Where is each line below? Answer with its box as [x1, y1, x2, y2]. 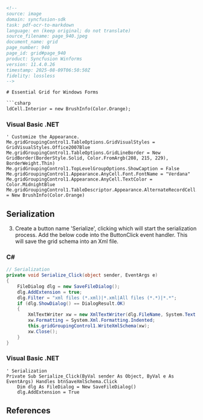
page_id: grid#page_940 [6, 50, 66, 56]
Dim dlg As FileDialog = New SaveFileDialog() [17, 384, 137, 390]
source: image [6, 10, 42, 17]
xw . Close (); [28, 328, 59, 335]
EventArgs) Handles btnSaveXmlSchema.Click [6, 378, 118, 384]
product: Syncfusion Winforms [6, 56, 83, 62]
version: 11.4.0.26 [6, 61, 56, 67]
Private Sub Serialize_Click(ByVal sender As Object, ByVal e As [6, 373, 174, 379]
